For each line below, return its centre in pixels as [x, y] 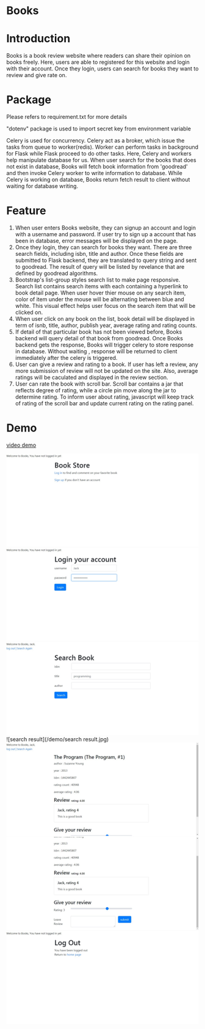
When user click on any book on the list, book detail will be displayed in [105, 319]
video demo [21, 445]
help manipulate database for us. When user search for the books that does [101, 160]
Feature [26, 211]
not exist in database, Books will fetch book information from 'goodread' [97, 167]
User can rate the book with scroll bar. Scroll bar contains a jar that [99, 384]
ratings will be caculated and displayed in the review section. [92, 377]
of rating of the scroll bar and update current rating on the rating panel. [104, 403]
